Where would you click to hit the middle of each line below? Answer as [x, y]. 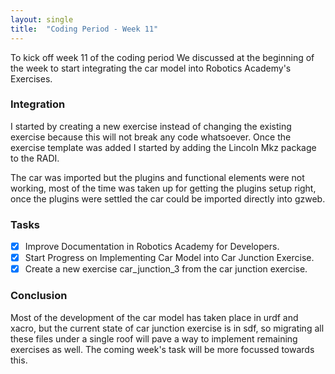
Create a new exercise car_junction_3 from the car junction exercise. [166, 269]
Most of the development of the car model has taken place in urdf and [154, 317]
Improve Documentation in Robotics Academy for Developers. [152, 247]
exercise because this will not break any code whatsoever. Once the [151, 137]
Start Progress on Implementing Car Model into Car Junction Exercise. [169, 258]
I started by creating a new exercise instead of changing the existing [151, 126]
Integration [38, 104]
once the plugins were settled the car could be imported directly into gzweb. [168, 198]
